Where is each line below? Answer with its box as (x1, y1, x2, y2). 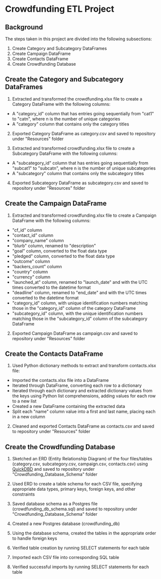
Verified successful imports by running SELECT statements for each (12, 564, 149, 570)
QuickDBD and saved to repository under (12, 466, 95, 472)
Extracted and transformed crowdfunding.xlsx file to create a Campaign (12, 212, 157, 218)
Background (5, 23, 43, 31)
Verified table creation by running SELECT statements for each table (12, 545, 150, 551)
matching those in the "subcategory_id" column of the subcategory (12, 315, 148, 322)
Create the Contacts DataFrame (5, 350, 103, 358)
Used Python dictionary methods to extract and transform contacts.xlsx (12, 363, 156, 369)
